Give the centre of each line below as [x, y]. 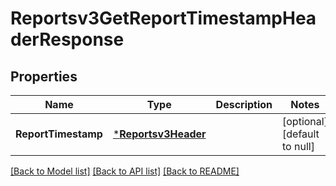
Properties [44, 76]
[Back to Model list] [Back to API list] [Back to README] [125, 171]
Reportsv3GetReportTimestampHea [163, 18]
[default [301, 134]
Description [244, 104]
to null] [298, 146]
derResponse [67, 39]
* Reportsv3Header [159, 134]
